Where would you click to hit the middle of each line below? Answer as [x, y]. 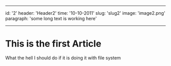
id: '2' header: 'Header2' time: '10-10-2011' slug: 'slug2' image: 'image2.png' [85, 13]
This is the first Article [53, 44]
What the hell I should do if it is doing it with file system [63, 58]
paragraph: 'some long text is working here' [51, 19]
